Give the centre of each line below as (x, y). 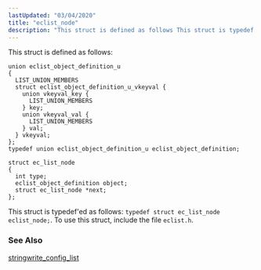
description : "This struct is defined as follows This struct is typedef (131, 30)
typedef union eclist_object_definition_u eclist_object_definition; (124, 149)
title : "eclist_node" (43, 23)
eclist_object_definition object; (71, 184)
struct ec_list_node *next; (61, 190)
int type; (31, 177)
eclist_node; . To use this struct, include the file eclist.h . (101, 220)
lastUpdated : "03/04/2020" (52, 15)
